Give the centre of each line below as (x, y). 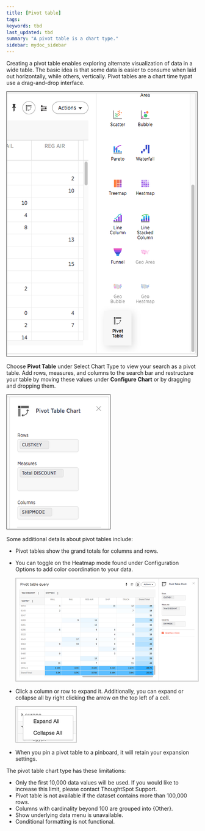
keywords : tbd (24, 26)
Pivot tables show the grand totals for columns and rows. (87, 551)
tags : (13, 19)
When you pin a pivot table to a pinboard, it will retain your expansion (102, 753)
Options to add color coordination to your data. (74, 569)
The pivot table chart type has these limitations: (66, 771)
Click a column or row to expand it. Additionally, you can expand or (99, 692)
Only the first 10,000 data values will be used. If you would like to (97, 783)
